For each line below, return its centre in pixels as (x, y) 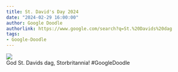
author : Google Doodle (34, 23)
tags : (13, 34)
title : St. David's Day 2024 (42, 12)
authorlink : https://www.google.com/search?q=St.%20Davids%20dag (89, 28)
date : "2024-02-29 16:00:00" (42, 17)
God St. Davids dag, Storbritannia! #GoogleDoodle (68, 63)
